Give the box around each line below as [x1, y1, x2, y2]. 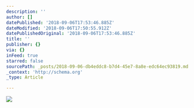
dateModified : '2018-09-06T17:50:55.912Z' [6, 25, 112, 31]
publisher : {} [6, 42, 41, 48]
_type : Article [6, 74, 44, 80]
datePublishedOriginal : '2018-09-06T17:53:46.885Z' [6, 31, 136, 37]
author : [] [6, 14, 33, 20]
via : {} [6, 47, 25, 53]
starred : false [6, 58, 44, 64]
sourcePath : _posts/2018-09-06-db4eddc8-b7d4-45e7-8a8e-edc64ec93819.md [6, 63, 189, 70]
